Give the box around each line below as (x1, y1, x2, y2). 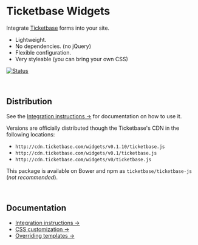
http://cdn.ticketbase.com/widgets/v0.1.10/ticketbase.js (15, 144, 165, 150)
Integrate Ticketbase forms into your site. (6, 24, 110, 32)
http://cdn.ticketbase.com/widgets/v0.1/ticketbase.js (15, 150, 157, 156)
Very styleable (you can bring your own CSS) (15, 55, 129, 62)
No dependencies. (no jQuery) (15, 42, 92, 50)
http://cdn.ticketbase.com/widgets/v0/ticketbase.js (15, 156, 152, 163)
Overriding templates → (15, 232, 75, 239)
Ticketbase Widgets (6, 4, 111, 18)
